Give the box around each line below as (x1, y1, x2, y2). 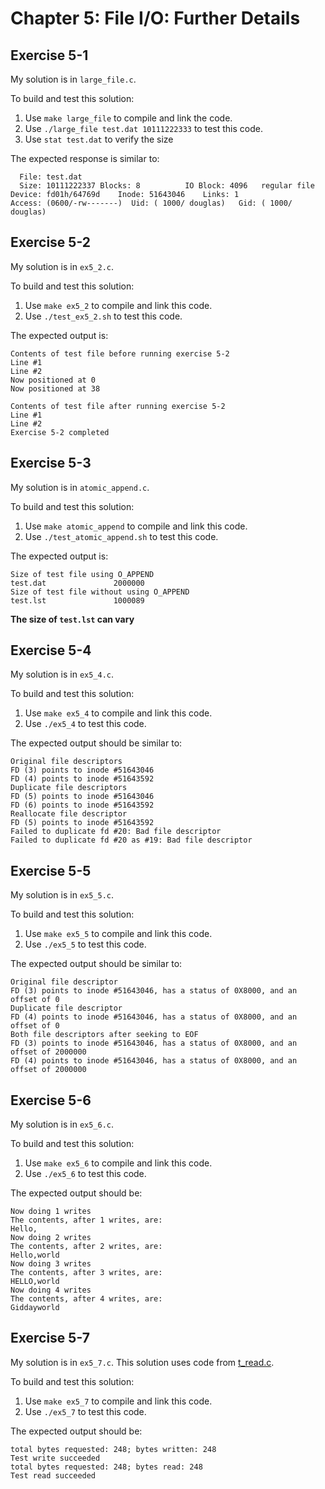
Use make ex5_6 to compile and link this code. (24, 1157, 213, 1169)
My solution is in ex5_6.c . (10, 1118, 115, 1131)
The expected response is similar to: (10, 153, 160, 164)
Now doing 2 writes (10, 1233, 92, 1243)
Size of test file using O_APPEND (10, 569, 155, 579)
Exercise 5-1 (10, 47, 89, 64)
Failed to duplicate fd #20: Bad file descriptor (10, 827, 222, 837)
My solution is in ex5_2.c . (10, 260, 115, 272)
